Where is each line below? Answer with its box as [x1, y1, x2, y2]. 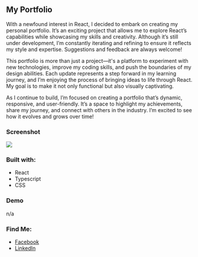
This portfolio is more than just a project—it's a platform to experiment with [6, 57, 189, 64]
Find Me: [6, 225, 32, 233]
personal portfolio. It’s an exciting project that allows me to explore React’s [6, 27, 187, 34]
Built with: [6, 156, 36, 164]
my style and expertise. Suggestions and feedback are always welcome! [6, 46, 182, 53]
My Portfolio [6, 5, 53, 15]
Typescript [14, 175, 41, 183]
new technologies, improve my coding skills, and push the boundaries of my [6, 64, 191, 71]
